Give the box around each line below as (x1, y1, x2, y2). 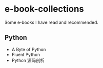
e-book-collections (4, 3, 84, 15)
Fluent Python (11, 51, 40, 57)
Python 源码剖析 (11, 57, 45, 63)
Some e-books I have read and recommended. (4, 19, 99, 25)
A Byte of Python (11, 46, 46, 52)
